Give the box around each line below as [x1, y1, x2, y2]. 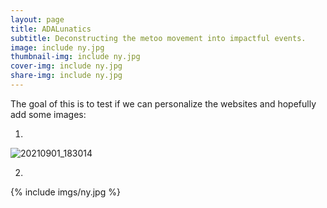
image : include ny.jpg [10, 42, 105, 53]
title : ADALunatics [10, 24, 92, 34]
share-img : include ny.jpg [10, 71, 123, 81]
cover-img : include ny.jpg [10, 61, 123, 71]
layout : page [10, 14, 65, 25]
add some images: [10, 108, 87, 120]
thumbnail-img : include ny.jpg [10, 52, 141, 62]
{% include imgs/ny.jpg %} [10, 186, 121, 198]
